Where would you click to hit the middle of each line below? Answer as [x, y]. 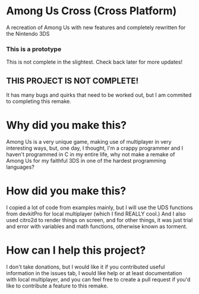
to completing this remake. [39, 102]
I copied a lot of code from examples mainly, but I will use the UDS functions [99, 207]
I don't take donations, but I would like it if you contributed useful [86, 267]
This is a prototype [34, 49]
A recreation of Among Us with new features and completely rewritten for [96, 27]
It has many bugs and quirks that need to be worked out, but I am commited [99, 95]
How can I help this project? [76, 250]
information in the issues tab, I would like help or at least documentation [94, 273]
